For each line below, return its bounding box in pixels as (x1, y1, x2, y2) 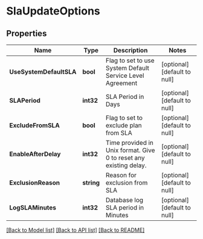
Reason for (105, 171, 137, 179)
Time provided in (105, 139, 154, 147)
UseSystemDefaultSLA (9, 68, 77, 76)
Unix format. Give (105, 146, 155, 155)
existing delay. (105, 161, 147, 170)
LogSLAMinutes (9, 203, 56, 212)
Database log (105, 196, 144, 204)
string (82, 179, 100, 186)
